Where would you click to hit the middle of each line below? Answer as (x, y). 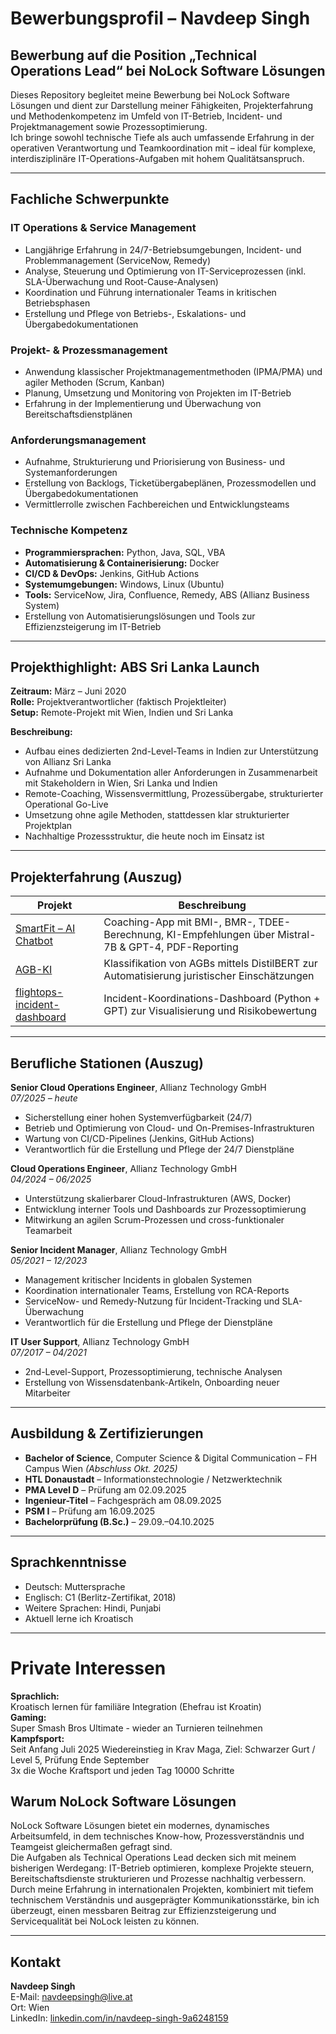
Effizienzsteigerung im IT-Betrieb (93, 626)
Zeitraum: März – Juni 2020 (68, 691)
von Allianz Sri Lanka (68, 762)
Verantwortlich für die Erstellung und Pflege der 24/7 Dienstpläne (159, 1149)
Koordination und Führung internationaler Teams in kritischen (150, 292)
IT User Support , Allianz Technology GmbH (100, 1342)
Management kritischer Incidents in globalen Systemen (138, 1280)
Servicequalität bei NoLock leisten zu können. (105, 1921)
